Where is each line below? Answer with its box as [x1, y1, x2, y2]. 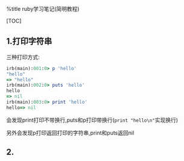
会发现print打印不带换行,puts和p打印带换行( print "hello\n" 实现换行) [6, 116, 179, 124]
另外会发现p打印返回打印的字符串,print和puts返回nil [6, 129, 135, 136]
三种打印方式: [6, 53, 40, 60]
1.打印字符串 [6, 36, 52, 46]
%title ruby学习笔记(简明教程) [6, 5, 80, 12]
